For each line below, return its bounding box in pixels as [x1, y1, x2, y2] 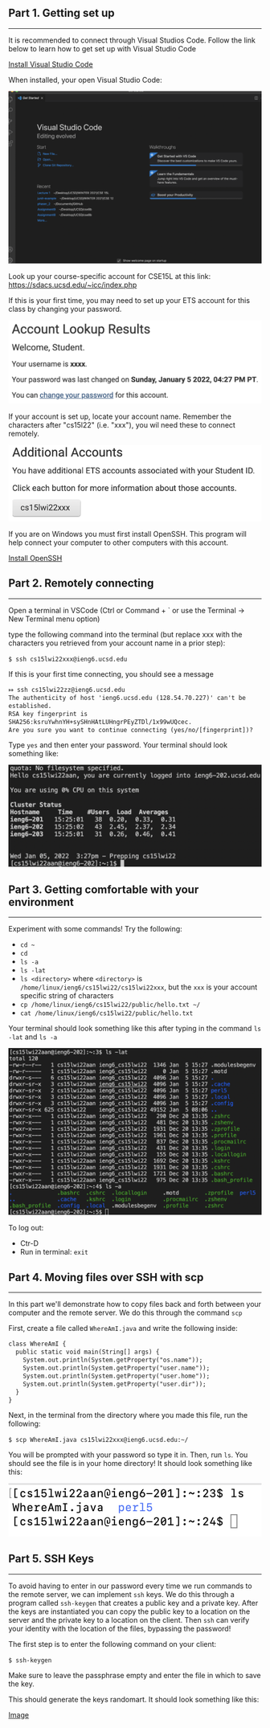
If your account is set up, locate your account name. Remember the [8, 412, 231, 421]
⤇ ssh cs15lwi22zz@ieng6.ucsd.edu [8, 686, 125, 694]
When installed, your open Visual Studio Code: [8, 75, 162, 84]
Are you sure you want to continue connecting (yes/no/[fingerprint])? [8, 726, 253, 734]
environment [8, 895, 74, 909]
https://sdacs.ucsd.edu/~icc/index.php [8, 280, 137, 289]
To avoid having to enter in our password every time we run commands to [8, 1581, 252, 1591]
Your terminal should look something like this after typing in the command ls [8, 1023, 261, 1033]
